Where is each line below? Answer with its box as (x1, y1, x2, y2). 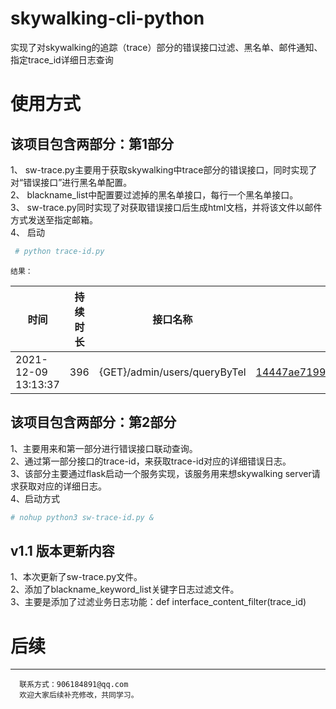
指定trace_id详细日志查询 (10, 53, 114, 66)
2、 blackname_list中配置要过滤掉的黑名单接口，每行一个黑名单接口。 (10, 188, 299, 201)
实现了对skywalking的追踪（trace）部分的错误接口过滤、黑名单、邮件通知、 (10, 41, 323, 53)
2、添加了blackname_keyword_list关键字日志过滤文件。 (10, 583, 240, 596)
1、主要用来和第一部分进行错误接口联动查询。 (10, 442, 198, 454)
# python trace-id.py (14, 246, 105, 256)
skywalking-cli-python (10, 7, 205, 30)
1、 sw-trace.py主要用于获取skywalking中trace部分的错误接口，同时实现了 (10, 163, 318, 176)
